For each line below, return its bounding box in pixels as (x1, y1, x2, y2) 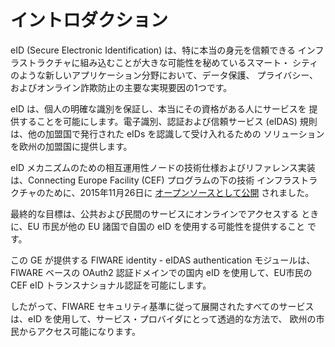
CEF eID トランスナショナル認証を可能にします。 (10, 279, 212, 291)
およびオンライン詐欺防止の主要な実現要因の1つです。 (10, 81, 233, 93)
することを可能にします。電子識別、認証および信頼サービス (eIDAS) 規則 (18, 115, 318, 127)
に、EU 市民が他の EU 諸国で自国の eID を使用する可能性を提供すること (10, 220, 305, 232)
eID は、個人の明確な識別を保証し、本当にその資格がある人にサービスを (10, 102, 307, 115)
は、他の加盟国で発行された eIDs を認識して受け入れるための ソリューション (10, 127, 325, 140)
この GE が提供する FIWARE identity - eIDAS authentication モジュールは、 (10, 254, 316, 266)
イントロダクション (10, 9, 169, 32)
